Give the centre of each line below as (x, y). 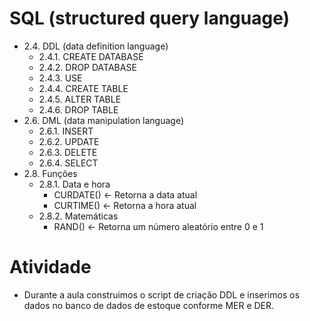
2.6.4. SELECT (68, 163)
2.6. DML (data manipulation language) (104, 120)
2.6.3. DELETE (68, 152)
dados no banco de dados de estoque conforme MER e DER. (149, 305)
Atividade (50, 267)
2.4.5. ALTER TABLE (80, 99)
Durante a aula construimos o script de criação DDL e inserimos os (162, 294)
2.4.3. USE (60, 78)
